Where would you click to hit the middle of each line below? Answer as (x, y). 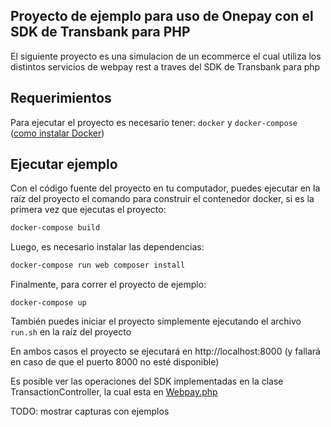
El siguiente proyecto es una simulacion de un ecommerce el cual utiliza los (166, 56)
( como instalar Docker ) (57, 133)
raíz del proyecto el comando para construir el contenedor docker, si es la (162, 199)
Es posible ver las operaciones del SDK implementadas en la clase (147, 381)
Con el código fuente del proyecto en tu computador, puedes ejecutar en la (165, 188)
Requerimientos (61, 98)
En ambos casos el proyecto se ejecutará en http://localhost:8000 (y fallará (165, 351)
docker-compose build (55, 228)
